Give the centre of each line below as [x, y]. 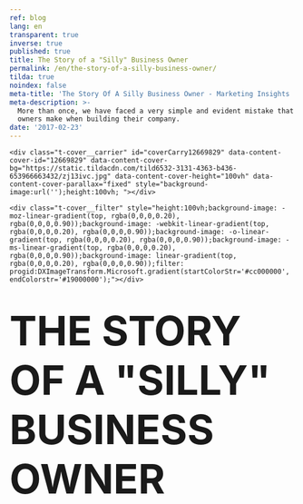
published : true [40, 52]
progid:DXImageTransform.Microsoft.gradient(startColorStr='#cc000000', [150, 272]
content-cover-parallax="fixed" [70, 184]
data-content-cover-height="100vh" [182, 176]
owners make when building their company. [99, 119]
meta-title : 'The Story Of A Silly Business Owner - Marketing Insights [150, 94]
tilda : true [32, 77]
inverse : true [36, 43]
